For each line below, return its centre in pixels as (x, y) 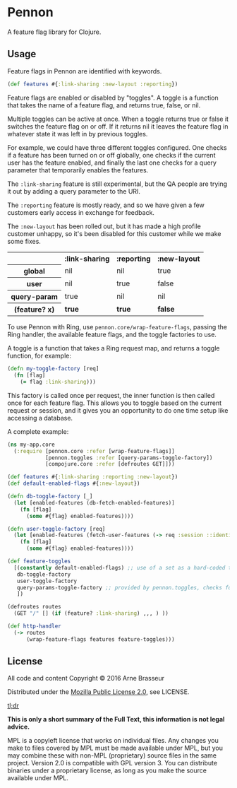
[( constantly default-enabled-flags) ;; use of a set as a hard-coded (120, 568)
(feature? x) (34, 310)
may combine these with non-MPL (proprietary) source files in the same (112, 755)
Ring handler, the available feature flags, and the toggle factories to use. (112, 335)
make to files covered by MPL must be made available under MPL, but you (115, 748)
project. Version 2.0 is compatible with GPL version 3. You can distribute (112, 763)
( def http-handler (34, 626)
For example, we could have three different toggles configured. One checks (117, 147)
